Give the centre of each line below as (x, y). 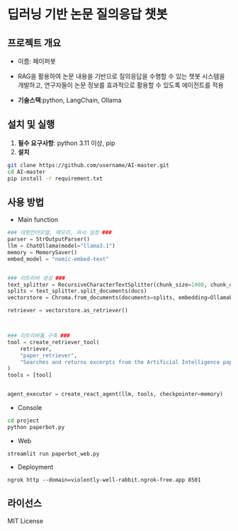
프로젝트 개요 (34, 43)
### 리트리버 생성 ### (36, 278)
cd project (23, 421)
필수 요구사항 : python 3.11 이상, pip (66, 143)
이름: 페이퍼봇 (37, 61)
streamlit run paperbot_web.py (53, 454)
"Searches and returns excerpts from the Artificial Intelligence (120, 362)
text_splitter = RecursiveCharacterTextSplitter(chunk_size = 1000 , (107, 285)
